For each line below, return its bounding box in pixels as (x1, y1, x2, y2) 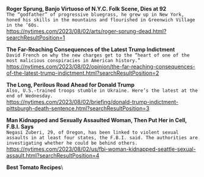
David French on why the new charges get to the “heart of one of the (6, 52, 190, 58)
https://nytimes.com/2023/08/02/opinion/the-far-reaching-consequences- (6, 63, 195, 70)
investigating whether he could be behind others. (6, 140, 138, 146)
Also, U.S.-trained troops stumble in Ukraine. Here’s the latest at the (6, 88, 199, 94)
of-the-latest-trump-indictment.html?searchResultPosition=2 (6, 69, 159, 77)
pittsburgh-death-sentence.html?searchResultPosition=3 (6, 105, 150, 112)
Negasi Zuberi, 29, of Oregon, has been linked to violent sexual (6, 130, 179, 136)
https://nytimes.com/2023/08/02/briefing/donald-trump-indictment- (6, 99, 179, 105)
